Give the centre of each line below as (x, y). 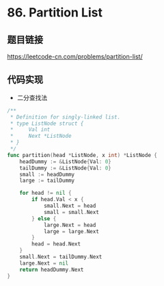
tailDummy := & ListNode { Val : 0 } (65, 168)
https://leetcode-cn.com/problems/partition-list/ (75, 57)
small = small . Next (71, 212)
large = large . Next (71, 231)
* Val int (30, 130)
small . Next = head (70, 206)
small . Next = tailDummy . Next (61, 257)
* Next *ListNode (41, 136)
